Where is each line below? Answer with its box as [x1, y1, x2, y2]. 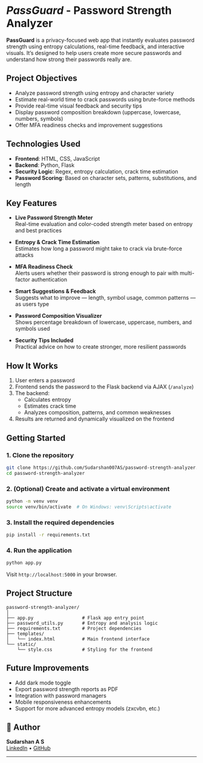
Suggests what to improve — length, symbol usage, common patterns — [14, 294, 196, 301]
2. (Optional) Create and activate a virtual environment [6, 485, 170, 493]
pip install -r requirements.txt [6, 532, 91, 538]
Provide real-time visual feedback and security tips [14, 102, 143, 109]
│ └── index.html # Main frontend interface [6, 636, 150, 642]
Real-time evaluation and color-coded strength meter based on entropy [14, 221, 193, 228]
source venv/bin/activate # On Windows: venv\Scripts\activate [6, 504, 172, 510]
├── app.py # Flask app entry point [6, 614, 145, 621]
